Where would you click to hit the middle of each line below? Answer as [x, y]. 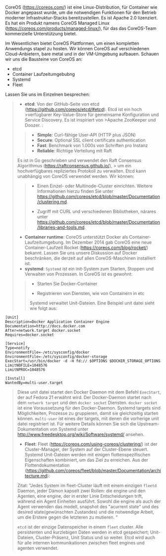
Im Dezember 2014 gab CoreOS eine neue [109, 242]
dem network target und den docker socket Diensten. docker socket [87, 403]
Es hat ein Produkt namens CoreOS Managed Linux [57, 23]
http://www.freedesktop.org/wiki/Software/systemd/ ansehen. [81, 434]
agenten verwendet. [38, 548]
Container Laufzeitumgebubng [44, 74]
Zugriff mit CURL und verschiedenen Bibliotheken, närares [96, 211]
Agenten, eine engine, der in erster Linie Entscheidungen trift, [80, 496]
